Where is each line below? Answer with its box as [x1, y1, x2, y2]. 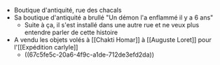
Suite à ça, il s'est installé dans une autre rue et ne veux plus [24, 21, 200, 29]
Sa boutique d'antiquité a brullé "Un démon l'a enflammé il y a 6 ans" [13, 13, 214, 22]
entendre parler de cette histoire [24, 28, 118, 36]
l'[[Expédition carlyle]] [13, 43, 78, 51]
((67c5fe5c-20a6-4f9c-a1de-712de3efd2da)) [24, 50, 154, 59]
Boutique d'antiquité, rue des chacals [13, 6, 122, 14]
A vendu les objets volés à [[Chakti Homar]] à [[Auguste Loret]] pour [13, 36, 212, 44]
